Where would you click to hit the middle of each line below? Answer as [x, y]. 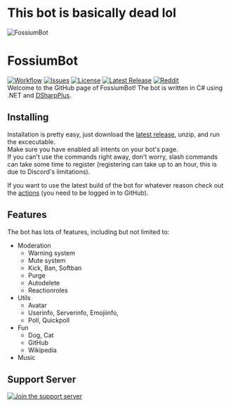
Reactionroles [48, 290]
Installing [28, 117]
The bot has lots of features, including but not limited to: [88, 232]
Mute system [47, 260]
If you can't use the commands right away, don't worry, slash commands [113, 157]
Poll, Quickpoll [49, 320]
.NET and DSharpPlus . [39, 95]
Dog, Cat [41, 335]
